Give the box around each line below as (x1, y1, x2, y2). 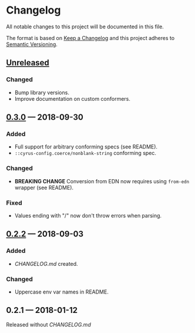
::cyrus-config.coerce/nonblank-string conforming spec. (14, 150, 157, 157)
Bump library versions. (14, 89, 69, 96)
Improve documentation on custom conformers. (14, 95, 131, 102)
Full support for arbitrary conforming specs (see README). (14, 143, 157, 150)
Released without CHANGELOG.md (6, 321, 91, 328)
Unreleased (6, 58, 50, 68)
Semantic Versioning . (6, 41, 58, 48)
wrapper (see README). (14, 184, 74, 191)
